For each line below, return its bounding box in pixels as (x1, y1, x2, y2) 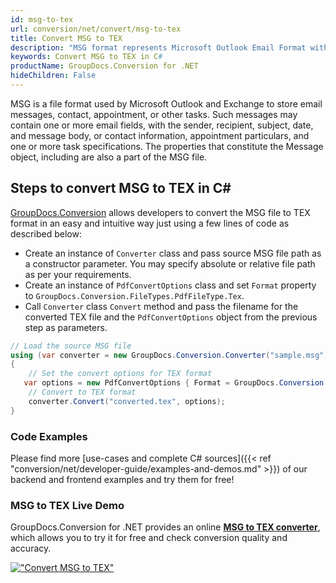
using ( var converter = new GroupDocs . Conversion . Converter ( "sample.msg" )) (10, 350, 333, 360)
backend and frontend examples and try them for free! (10, 473, 235, 485)
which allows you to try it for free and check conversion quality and (10, 532, 288, 544)
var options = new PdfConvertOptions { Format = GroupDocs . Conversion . (23, 378, 329, 388)
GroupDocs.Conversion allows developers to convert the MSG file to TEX (10, 206, 311, 218)
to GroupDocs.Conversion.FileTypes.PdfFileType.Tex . (24, 289, 245, 301)
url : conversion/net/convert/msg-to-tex (10, 24, 182, 34)
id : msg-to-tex (10, 14, 74, 25)
